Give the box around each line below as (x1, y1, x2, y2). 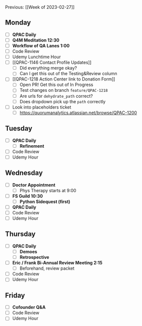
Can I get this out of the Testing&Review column (19, 71, 117, 77)
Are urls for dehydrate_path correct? (19, 93, 93, 99)
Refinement (19, 143, 44, 149)
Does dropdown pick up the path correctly (19, 98, 106, 104)
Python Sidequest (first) (19, 199, 71, 204)
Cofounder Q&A (12, 304, 46, 310)
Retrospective (19, 254, 49, 260)
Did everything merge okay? (19, 65, 77, 71)
